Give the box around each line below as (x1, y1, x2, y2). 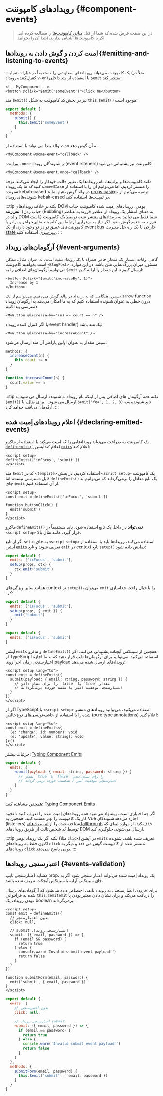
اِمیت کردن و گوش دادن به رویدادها (5, 49, 98, 57)
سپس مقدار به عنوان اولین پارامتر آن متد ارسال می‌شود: (5, 339, 107, 345)
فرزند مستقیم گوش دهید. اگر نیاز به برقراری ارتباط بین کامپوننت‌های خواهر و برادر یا (5, 219, 157, 224)
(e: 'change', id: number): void (10, 729, 78, 735)
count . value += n (10, 380, 45, 385)
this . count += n (14, 358, 48, 363)
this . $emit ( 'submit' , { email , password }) (18, 1073, 108, 1078)
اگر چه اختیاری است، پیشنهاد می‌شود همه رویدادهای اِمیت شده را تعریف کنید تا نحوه (5, 810, 156, 816)
